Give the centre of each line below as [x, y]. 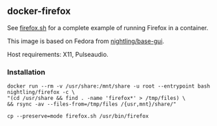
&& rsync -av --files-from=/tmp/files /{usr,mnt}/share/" [92, 104]
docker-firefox [39, 11]
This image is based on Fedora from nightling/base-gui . [86, 41]
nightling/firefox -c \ [41, 92]
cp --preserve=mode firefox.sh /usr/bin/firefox [78, 116]
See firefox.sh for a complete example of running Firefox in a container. [108, 27]
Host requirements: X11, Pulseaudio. [58, 54]
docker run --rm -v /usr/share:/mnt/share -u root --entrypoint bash [109, 86]
